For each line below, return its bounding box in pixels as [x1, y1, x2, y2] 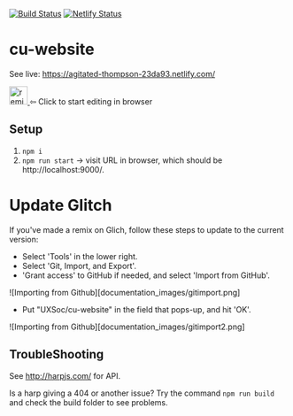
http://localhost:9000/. [21, 164, 104, 174]
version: [9, 234, 39, 244]
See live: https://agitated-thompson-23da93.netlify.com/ [9, 68, 215, 79]
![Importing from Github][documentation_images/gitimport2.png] [9, 321, 245, 332]
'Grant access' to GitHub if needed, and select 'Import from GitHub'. [21, 270, 270, 281]
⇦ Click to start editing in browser [29, 96, 153, 106]
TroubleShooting [9, 347, 104, 362]
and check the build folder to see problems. [9, 397, 168, 407]
